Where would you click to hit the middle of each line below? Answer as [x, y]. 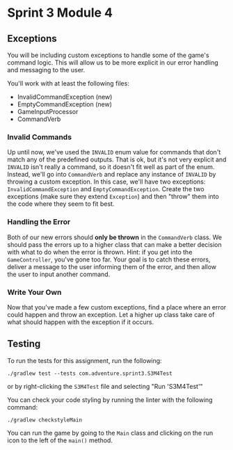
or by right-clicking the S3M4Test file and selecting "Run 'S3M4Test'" [105, 386]
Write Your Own [34, 292]
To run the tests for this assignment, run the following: [85, 360]
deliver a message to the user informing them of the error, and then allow [112, 266]
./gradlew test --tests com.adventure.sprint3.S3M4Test [90, 373]
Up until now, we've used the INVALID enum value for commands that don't [114, 152]
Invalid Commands [39, 137]
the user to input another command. [59, 274]
